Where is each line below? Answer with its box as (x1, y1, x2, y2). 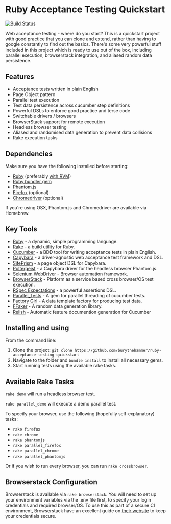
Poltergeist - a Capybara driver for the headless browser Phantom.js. (12, 266, 158, 272)
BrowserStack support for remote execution (12, 118, 105, 125)
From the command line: (5, 337, 57, 343)
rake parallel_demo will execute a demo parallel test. (5, 401, 117, 407)
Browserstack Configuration (5, 478, 98, 486)
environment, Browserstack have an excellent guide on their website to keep (5, 507, 166, 514)
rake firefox (12, 427, 41, 432)
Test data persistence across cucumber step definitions (12, 102, 130, 108)
